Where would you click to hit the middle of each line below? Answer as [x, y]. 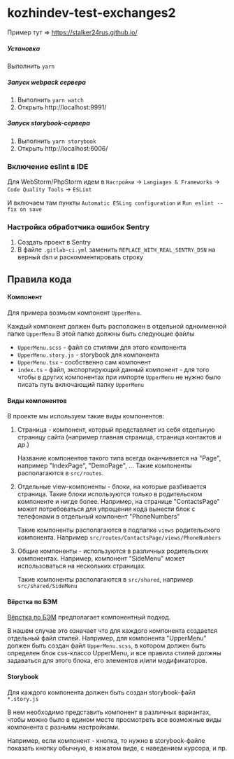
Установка [24, 48]
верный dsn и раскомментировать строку [80, 257]
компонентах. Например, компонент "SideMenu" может [101, 559]
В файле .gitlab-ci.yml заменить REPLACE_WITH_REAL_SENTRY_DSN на [116, 249]
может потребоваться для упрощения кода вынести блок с [106, 509]
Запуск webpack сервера [46, 82]
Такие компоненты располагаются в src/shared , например [105, 580]
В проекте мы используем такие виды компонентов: [86, 416]
